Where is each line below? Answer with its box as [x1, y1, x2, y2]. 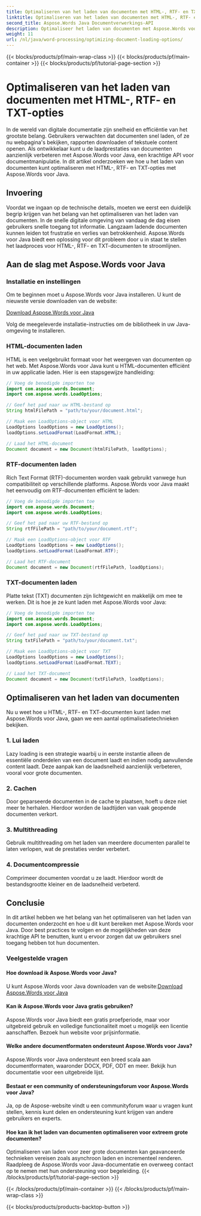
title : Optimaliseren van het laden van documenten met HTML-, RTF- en [6, 8, 188, 15]
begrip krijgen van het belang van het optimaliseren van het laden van [6, 210, 178, 217]
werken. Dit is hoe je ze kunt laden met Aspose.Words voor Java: [6, 598, 167, 606]
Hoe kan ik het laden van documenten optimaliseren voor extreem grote [6, 1128, 188, 1136]
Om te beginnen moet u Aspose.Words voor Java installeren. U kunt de [6, 291, 181, 298]
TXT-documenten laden [6, 579, 77, 587]
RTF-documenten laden [6, 460, 77, 469]
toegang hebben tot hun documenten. [6, 939, 100, 947]
